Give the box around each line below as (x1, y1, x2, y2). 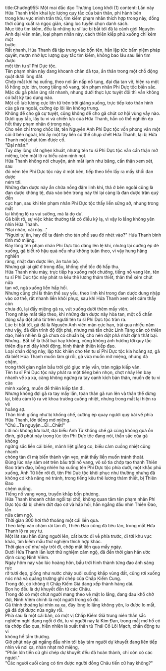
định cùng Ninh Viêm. (5, 555, 50, 560)
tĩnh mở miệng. (5, 237, 36, 243)
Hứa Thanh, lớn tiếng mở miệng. (5, 417, 71, 423)
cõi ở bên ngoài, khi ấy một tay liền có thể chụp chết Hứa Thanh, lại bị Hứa (5, 132, 158, 137)
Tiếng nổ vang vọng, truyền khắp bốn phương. (5, 491, 100, 497)
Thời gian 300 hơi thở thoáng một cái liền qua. (5, 517, 99, 523)
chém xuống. (5, 485, 32, 491)
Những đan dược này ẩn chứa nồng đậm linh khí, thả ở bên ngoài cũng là (5, 185, 154, 190)
